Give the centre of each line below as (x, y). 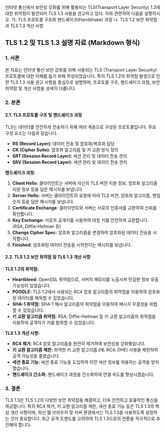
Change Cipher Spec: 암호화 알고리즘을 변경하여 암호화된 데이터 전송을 (82, 232)
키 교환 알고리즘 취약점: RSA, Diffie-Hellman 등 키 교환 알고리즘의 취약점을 (84, 316)
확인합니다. (23, 214)
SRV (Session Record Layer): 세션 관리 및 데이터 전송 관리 (70, 162)
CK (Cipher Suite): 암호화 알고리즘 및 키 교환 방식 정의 (65, 150)
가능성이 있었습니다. (31, 286)
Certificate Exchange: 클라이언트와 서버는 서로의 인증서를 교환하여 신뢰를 (84, 208)
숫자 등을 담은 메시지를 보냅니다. (43, 201)
